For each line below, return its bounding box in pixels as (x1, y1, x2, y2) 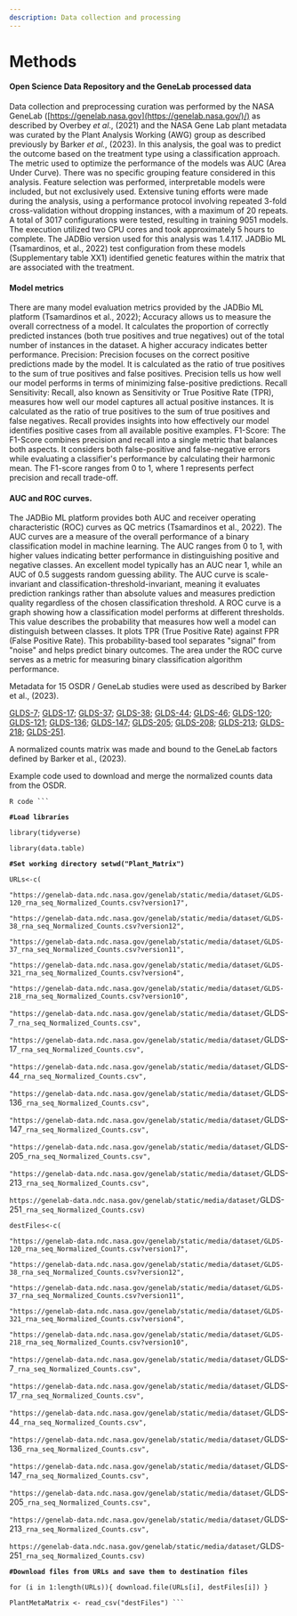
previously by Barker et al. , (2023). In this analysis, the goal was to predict (9, 139, 282, 150)
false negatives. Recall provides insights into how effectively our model (9, 416, 269, 426)
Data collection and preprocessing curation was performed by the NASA (9, 102, 275, 112)
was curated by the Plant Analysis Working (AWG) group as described (9, 130, 266, 141)
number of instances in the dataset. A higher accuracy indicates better (9, 340, 269, 351)
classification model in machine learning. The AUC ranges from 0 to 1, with (9, 540, 283, 552)
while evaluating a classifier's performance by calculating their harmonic (9, 453, 276, 464)
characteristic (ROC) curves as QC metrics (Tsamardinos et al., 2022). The (9, 522, 283, 532)
